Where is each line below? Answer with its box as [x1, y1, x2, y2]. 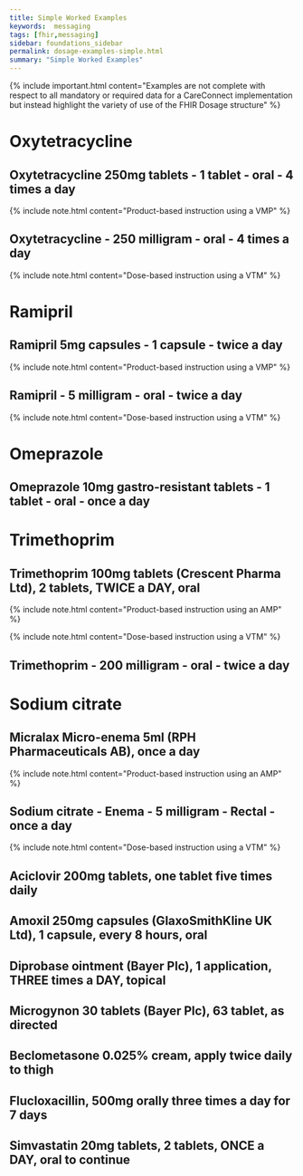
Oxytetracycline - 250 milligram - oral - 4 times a [9, 232, 289, 247]
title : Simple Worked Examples [9, 13, 128, 23]
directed [9, 1017, 59, 1033]
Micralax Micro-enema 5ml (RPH [9, 730, 196, 746]
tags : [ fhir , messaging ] [9, 30, 99, 39]
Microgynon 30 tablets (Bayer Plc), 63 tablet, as [9, 1003, 285, 1018]
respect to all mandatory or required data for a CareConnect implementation [9, 90, 293, 101]
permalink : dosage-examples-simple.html [9, 47, 165, 56]
